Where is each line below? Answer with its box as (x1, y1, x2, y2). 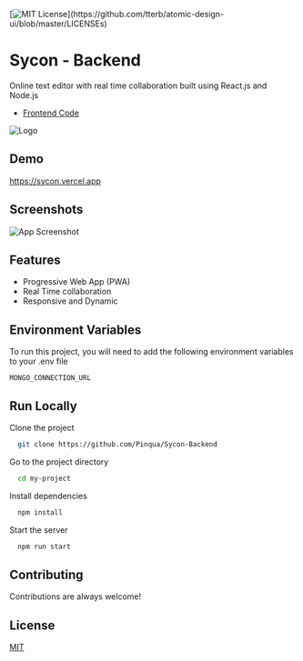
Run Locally (9, 398, 77, 414)
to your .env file (9, 356, 68, 367)
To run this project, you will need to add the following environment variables (9, 346, 294, 357)
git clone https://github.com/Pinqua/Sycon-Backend (17, 440, 218, 449)
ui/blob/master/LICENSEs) (9, 18, 107, 29)
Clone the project (9, 423, 75, 433)
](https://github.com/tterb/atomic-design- (66, 9, 225, 19)
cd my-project (17, 474, 71, 483)
